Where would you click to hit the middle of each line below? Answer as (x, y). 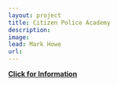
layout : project (35, 15)
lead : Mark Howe (35, 45)
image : (19, 37)
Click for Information (42, 74)
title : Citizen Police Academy (59, 23)
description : (29, 30)
